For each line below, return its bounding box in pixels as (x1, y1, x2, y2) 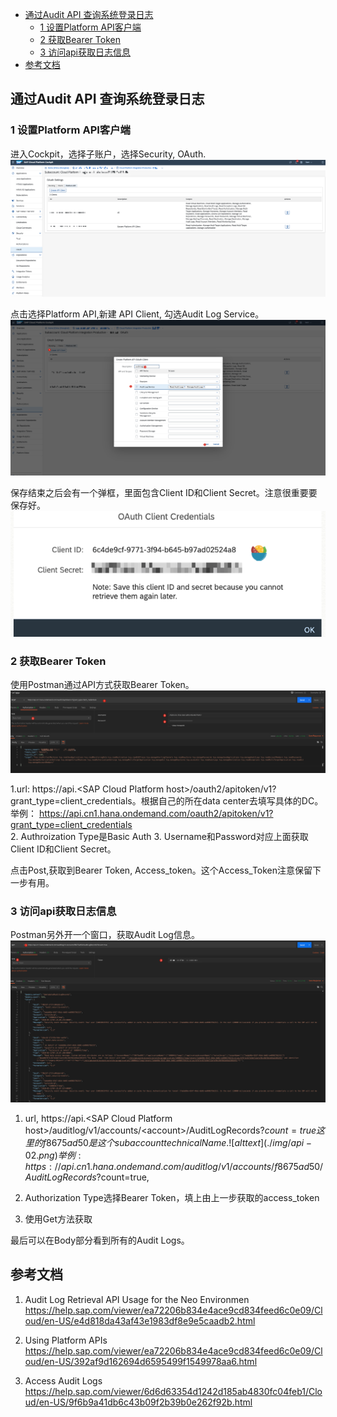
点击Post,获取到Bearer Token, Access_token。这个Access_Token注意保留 (10, 864, 313, 876)
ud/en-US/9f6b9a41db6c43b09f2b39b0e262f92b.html (24, 1396, 253, 1408)
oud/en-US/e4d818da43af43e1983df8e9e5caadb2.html (24, 1314, 256, 1327)
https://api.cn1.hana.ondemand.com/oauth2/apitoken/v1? (38, 807, 274, 819)
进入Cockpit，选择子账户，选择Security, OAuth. (10, 148, 207, 160)
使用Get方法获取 (24, 1213, 93, 1225)
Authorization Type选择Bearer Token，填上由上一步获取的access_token (24, 1191, 320, 1203)
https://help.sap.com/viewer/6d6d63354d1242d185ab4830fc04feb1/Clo (24, 1385, 323, 1397)
